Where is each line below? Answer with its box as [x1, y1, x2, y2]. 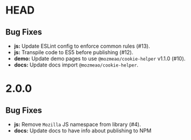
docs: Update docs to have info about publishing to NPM [13, 127, 152, 134]
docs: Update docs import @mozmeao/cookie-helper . [13, 61, 139, 68]
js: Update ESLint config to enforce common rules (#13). [13, 42, 151, 49]
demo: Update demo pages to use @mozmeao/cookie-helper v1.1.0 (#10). [13, 55, 186, 62]
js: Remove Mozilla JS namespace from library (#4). [13, 121, 141, 128]
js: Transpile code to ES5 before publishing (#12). [13, 49, 134, 56]
